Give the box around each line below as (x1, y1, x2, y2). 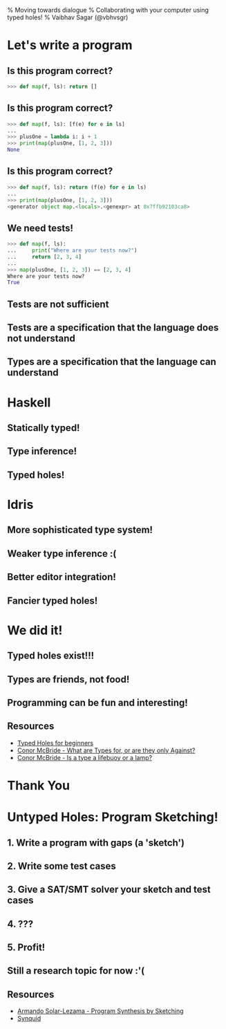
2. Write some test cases (7, 860, 116, 872)
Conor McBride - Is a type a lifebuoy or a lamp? (17, 753, 153, 761)
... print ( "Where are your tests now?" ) (7, 247, 138, 254)
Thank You (7, 777, 70, 793)
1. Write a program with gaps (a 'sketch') (7, 837, 185, 849)
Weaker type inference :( (7, 548, 117, 559)
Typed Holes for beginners (17, 739, 94, 747)
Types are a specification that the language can (7, 356, 216, 368)
